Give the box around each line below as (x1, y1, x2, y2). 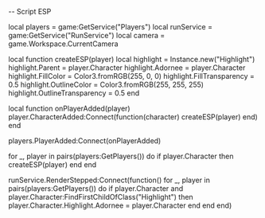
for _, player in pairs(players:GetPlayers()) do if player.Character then (8, 151, 234, 161)
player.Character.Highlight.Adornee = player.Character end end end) (8, 200, 232, 210)
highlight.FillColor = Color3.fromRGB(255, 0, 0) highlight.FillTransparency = (8, 72, 255, 80)
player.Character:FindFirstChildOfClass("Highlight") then (8, 193, 193, 201)
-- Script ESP (8, 7, 52, 16)
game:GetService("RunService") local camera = (8, 31, 166, 40)
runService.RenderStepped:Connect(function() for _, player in (8, 175, 211, 185)
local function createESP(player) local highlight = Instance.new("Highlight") (8, 55, 255, 64)
